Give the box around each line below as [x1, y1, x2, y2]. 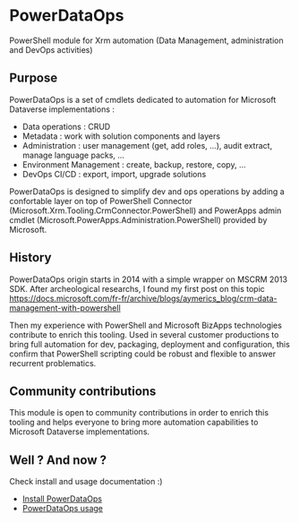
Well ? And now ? [9, 452, 107, 467]
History [9, 250, 52, 265]
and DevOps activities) [9, 44, 93, 55]
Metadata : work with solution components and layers [21, 131, 221, 141]
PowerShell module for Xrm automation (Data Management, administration [9, 35, 284, 46]
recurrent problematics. [9, 357, 97, 368]
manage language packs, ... [21, 150, 125, 160]
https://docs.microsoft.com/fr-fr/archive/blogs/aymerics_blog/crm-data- [9, 293, 278, 304]
